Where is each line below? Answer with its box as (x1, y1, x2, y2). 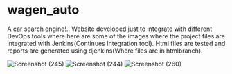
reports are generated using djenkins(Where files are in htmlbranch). (7, 47, 203, 55)
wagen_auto (7, 2, 80, 18)
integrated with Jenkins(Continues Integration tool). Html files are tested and (7, 39, 226, 47)
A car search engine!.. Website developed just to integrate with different (7, 25, 213, 33)
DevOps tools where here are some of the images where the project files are (7, 32, 225, 40)
